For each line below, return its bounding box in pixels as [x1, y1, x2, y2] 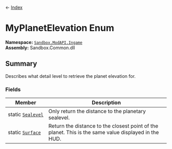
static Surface [8, 129, 41, 136]
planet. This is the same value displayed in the [48, 129, 159, 136]
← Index [5, 5, 23, 10]
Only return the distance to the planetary [48, 108, 146, 115]
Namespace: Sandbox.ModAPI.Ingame [5, 39, 83, 45]
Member [15, 99, 36, 107]
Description [92, 99, 121, 107]
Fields [5, 86, 21, 93]
